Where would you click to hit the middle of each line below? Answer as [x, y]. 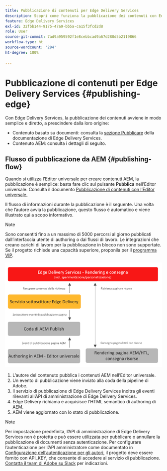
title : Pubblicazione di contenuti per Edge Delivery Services [72, 10]
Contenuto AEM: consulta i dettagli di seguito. [59, 143]
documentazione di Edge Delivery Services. [57, 138]
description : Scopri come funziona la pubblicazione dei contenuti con [81, 16]
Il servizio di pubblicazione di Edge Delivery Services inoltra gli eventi [83, 391]
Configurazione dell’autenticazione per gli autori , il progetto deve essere [79, 453]
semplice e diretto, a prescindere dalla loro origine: [57, 123]
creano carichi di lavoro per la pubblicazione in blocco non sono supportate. [83, 245]
